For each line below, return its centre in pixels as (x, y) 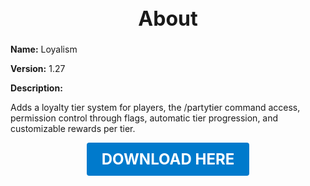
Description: (36, 88)
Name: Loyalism (44, 49)
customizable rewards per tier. (73, 129)
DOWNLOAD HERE (168, 159)
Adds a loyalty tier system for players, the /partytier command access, (155, 108)
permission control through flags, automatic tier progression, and (144, 118)
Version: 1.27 (38, 69)
